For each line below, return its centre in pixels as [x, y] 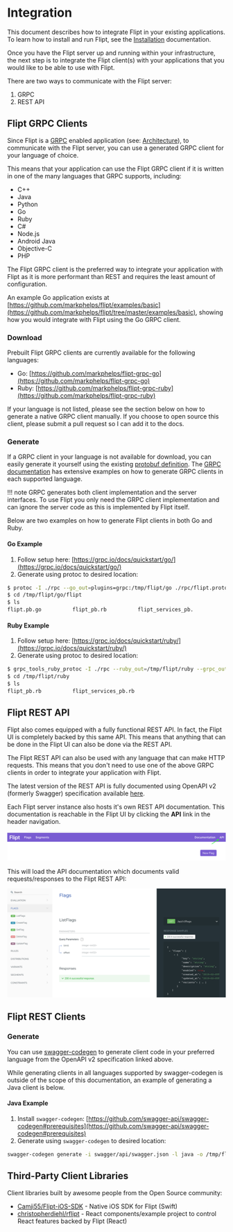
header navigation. [34, 821]
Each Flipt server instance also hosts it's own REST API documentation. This [116, 807]
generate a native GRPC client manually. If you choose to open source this [113, 416]
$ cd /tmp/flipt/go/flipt [44, 595]
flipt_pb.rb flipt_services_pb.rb [71, 691]
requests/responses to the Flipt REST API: [67, 879]
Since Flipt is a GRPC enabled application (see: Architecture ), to [98, 140]
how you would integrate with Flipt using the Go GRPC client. [94, 319]
